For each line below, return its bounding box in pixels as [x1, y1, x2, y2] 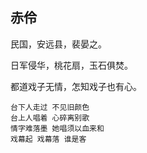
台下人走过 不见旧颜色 [10, 102, 90, 112]
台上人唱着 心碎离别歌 [10, 113, 90, 123]
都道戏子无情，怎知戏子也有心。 [10, 80, 142, 92]
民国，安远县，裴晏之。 [10, 38, 107, 50]
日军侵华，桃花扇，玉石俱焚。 [10, 59, 133, 71]
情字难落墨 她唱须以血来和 [10, 123, 105, 133]
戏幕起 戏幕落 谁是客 [10, 134, 87, 144]
